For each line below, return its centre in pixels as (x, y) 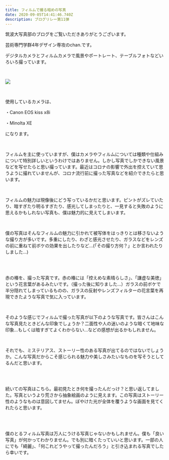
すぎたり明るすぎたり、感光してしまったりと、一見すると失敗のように (91, 206)
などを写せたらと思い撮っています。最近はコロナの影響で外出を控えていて (82, 167)
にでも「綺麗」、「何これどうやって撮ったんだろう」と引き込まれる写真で (80, 446)
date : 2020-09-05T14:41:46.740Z (39, 15)
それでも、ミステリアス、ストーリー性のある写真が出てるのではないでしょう (84, 351)
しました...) (17, 252)
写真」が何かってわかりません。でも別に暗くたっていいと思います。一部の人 (84, 440)
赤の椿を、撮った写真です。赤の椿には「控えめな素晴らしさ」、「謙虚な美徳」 (84, 278)
